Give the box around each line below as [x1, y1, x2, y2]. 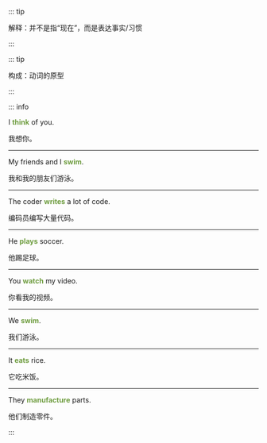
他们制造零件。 [8, 412, 57, 421]
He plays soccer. [8, 237, 64, 245]
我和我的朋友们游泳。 [8, 174, 78, 183]
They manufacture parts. [8, 395, 91, 404]
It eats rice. [8, 356, 46, 364]
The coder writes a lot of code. [8, 197, 111, 206]
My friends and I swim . [8, 157, 84, 166]
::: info [8, 102, 29, 111]
